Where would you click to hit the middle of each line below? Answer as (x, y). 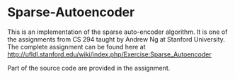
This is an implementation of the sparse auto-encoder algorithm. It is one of (117, 32)
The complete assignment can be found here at (76, 47)
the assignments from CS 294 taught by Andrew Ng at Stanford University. (116, 39)
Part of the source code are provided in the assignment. (89, 68)
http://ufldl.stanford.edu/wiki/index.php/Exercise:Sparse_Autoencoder (110, 54)
